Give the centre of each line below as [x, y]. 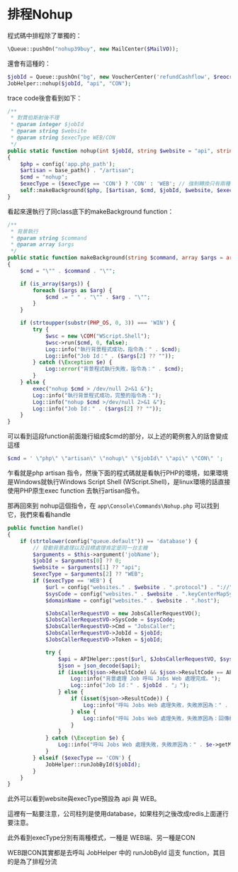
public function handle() [45, 528]
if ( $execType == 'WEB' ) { [73, 581]
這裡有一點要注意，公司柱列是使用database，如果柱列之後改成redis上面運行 [118, 814]
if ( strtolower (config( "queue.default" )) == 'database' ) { [109, 541]
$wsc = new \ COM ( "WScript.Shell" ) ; [98, 336]
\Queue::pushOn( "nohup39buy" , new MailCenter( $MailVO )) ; [93, 49]
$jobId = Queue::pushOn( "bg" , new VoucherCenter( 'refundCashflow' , [109, 77]
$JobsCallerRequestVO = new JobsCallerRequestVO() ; [123, 613]
